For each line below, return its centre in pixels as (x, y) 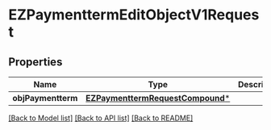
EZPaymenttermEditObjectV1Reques (134, 15)
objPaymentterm (45, 98)
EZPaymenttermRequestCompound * (158, 98)
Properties (35, 62)
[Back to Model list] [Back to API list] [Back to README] (101, 118)
